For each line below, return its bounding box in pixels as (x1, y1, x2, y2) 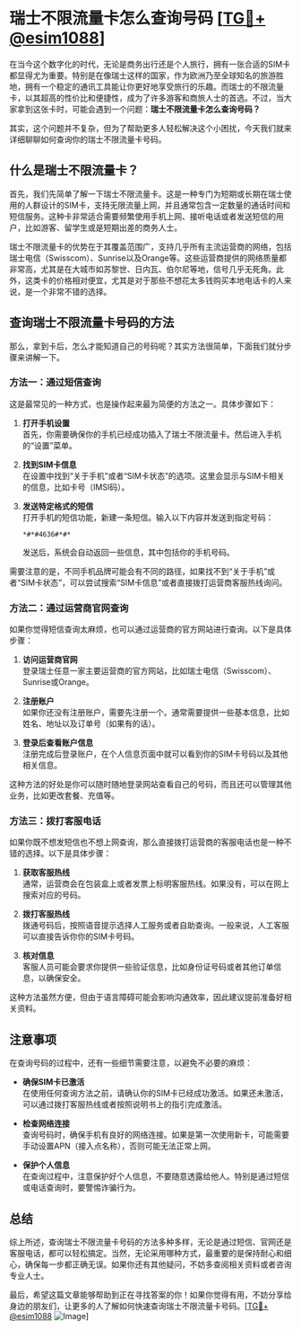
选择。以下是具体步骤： (24, 848, 112, 859)
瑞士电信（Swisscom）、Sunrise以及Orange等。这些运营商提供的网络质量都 (9, 253, 288, 263)
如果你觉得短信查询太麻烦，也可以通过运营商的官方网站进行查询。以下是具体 (9, 624, 292, 634)
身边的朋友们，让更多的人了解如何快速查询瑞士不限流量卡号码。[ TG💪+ (9, 1300, 269, 1312)
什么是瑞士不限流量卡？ (9, 163, 139, 178)
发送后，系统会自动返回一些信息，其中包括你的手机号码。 (21, 546, 235, 557)
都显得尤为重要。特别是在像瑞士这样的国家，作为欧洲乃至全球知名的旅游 (9, 69, 276, 81)
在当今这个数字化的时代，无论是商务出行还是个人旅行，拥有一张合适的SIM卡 (9, 58, 291, 69)
